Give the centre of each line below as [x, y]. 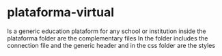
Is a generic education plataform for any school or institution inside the [107, 31]
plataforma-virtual [61, 12]
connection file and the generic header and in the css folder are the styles [111, 45]
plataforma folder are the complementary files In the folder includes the [108, 38]
